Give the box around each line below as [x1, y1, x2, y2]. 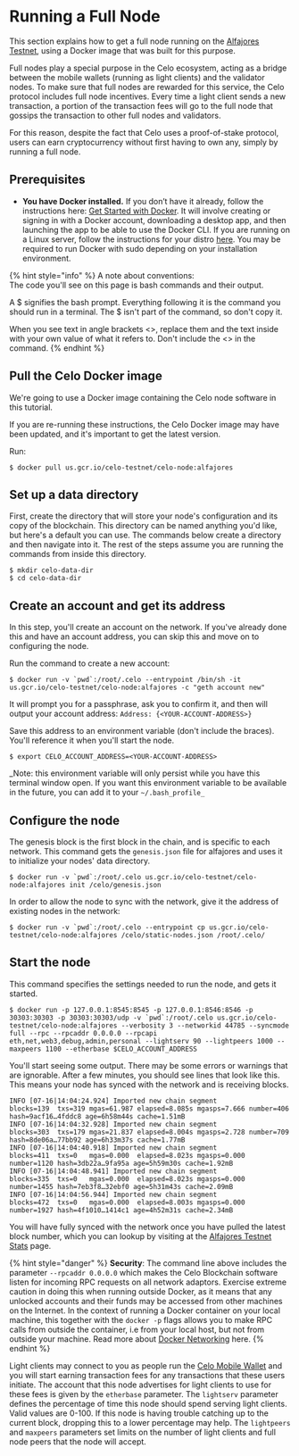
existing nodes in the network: [9, 906, 120, 916]
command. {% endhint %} [9, 342, 105, 354]
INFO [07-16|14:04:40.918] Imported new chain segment [9, 1143, 218, 1152]
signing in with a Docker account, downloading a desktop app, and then [21, 214, 287, 225]
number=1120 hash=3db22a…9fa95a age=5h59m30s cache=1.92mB [9, 1159, 234, 1168]
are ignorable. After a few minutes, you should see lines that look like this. [9, 1069, 280, 1080]
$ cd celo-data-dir [9, 574, 82, 583]
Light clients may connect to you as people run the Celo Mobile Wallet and [9, 1360, 283, 1371]
